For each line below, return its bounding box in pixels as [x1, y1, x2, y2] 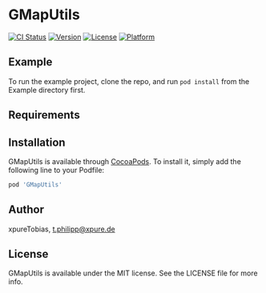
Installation [8, 135, 66, 149]
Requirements [8, 108, 80, 122]
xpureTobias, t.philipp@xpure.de [8, 224, 115, 234]
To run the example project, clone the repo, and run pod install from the [8, 76, 250, 86]
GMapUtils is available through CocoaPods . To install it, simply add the [8, 156, 242, 166]
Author [8, 203, 44, 217]
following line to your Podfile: [8, 165, 105, 175]
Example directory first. [8, 85, 86, 94]
